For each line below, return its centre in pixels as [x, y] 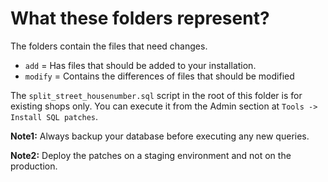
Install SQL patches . [54, 116]
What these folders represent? [140, 18]
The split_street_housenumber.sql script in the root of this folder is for [156, 95]
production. [34, 166]
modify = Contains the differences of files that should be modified [159, 76]
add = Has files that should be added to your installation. [140, 65]
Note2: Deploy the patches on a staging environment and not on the [151, 155]
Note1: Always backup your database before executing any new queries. [160, 136]
